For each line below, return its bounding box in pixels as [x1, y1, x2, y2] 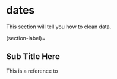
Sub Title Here [6, 51, 61, 62]
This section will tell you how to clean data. [6, 23, 112, 30]
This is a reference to [6, 67, 58, 74]
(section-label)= [6, 34, 46, 41]
